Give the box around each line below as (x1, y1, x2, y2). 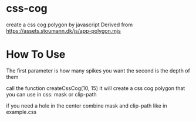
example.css (6, 108, 37, 115)
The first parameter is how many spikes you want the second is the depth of (6, 67, 191, 74)
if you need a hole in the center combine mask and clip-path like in (6, 102, 167, 109)
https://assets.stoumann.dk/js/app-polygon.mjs (6, 27, 121, 34)
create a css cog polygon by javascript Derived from (6, 21, 133, 28)
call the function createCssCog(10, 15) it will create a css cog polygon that (6, 84, 185, 92)
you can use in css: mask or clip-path (6, 91, 97, 98)
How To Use (6, 48, 66, 61)
